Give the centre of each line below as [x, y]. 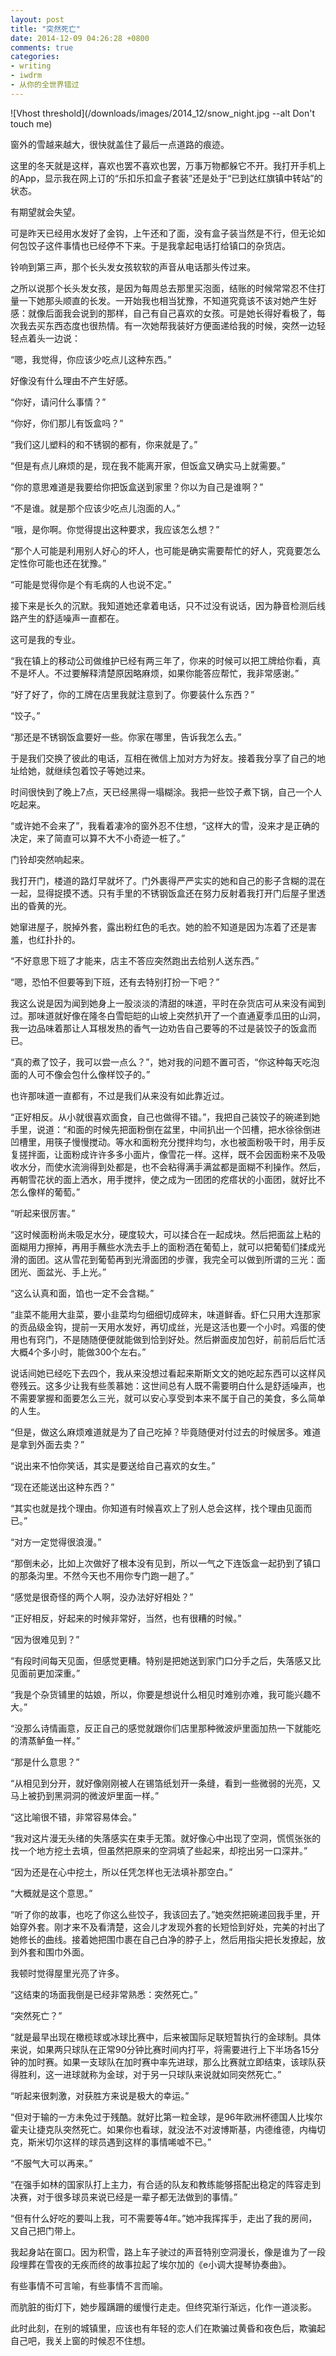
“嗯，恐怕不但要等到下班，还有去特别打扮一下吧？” [115, 982]
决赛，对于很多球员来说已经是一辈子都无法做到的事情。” [124, 2197]
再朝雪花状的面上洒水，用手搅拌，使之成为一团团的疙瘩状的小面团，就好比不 [168, 1179]
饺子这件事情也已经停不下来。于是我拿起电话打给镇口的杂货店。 [159, 245]
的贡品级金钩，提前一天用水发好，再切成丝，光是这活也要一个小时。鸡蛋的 [163, 1327]
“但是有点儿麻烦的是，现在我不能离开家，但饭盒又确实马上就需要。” [148, 465]
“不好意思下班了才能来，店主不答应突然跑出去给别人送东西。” [135, 960]
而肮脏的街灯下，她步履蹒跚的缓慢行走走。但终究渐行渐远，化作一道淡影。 [163, 2307]
